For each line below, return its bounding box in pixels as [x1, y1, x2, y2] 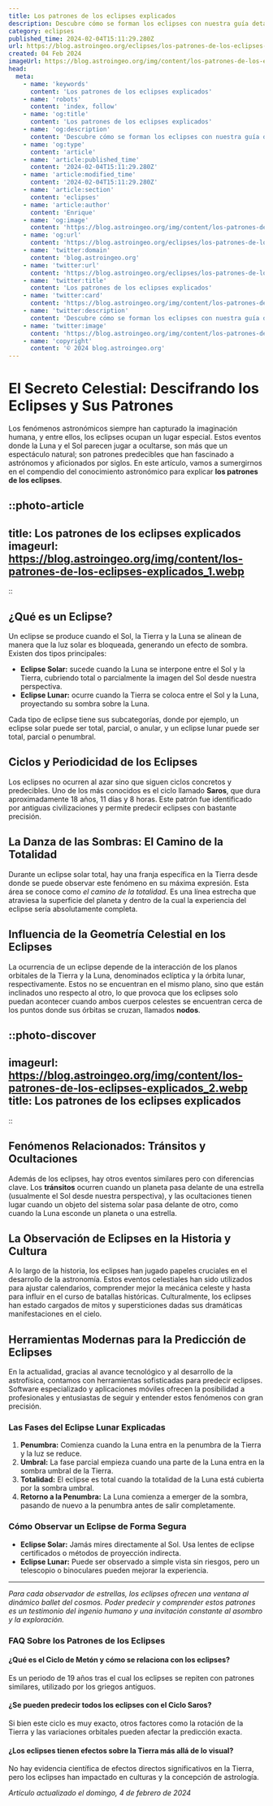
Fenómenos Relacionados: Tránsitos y [8, 1140, 206, 1153]
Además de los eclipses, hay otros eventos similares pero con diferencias [8, 1174, 254, 1183]
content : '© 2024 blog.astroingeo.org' [29, 345, 165, 353]
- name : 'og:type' [23, 140, 85, 149]
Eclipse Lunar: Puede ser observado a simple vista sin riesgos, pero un [19, 1556, 260, 1566]
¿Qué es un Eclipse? [8, 610, 113, 623]
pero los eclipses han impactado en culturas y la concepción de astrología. [8, 1773, 260, 1782]
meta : [15, 72, 35, 80]
